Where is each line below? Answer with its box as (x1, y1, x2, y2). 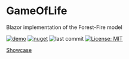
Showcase (6, 46, 32, 54)
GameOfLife (6, 4, 67, 18)
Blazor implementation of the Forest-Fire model (6, 24, 122, 31)
